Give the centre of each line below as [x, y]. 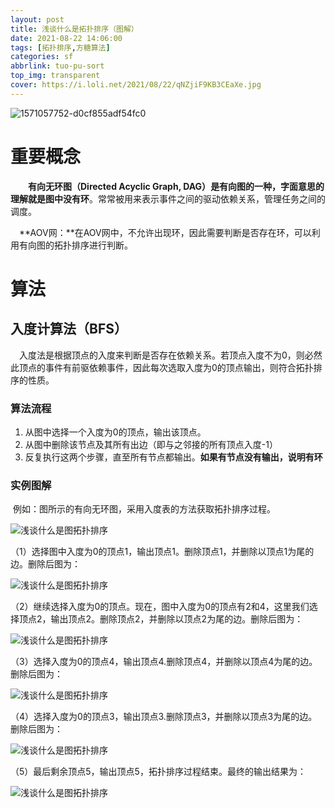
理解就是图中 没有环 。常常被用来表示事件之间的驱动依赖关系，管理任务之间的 [168, 198]
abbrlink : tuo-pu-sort [57, 66]
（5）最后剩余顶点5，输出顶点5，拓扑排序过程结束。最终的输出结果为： [158, 772]
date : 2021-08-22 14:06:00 [66, 38]
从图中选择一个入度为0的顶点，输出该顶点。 [115, 432]
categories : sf [42, 57]
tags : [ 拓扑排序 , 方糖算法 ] [60, 47]
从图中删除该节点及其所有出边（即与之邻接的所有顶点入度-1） [151, 444]
